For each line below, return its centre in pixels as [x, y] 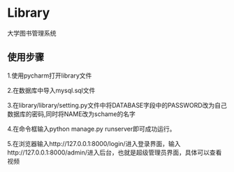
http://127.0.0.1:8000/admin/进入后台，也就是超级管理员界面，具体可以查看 [115, 152]
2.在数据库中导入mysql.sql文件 [51, 90]
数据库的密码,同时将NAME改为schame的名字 [72, 114]
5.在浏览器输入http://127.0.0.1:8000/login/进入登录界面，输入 [94, 143]
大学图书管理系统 [32, 33]
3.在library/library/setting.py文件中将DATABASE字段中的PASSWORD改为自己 [117, 105]
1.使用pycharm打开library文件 [50, 76]
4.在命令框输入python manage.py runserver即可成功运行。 [92, 129]
